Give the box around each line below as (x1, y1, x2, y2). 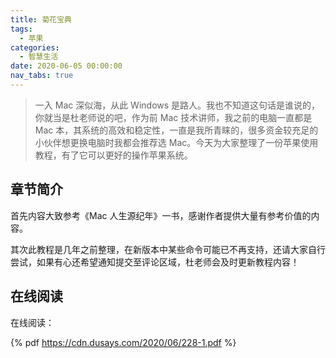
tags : (10, 24, 33, 34)
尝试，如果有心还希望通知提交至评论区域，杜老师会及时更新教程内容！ (10, 256, 300, 268)
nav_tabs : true (10, 71, 74, 81)
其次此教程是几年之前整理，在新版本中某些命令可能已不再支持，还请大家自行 (10, 243, 326, 255)
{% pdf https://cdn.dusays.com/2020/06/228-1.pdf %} (10, 336, 237, 348)
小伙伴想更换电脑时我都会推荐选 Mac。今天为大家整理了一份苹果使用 (34, 136, 319, 148)
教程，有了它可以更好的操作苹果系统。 (34, 149, 193, 161)
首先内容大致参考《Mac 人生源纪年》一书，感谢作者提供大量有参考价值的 (10, 209, 312, 221)
